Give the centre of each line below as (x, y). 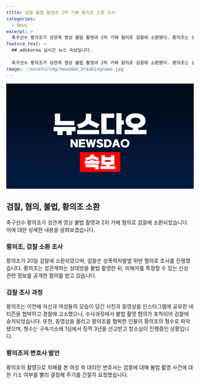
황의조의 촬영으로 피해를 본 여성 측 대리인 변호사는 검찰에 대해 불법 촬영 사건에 (97, 367)
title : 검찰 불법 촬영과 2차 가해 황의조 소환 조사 (61, 12)
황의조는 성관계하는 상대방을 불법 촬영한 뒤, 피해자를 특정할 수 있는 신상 (106, 268)
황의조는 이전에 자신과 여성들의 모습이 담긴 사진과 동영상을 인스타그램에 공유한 (97, 307)
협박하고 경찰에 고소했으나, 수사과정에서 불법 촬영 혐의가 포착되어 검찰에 (105, 314)
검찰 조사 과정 (25, 292)
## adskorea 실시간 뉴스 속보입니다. (52, 51)
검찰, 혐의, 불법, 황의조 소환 (53, 207)
